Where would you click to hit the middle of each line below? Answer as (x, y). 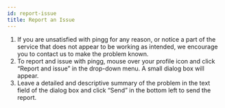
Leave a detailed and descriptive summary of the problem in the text (114, 83)
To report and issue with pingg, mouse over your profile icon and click (116, 61)
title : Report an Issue (41, 20)
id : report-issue (32, 13)
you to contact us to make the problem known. (83, 54)
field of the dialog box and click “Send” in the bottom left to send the (114, 90)
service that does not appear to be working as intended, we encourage (117, 46)
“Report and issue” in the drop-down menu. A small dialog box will (110, 68)
